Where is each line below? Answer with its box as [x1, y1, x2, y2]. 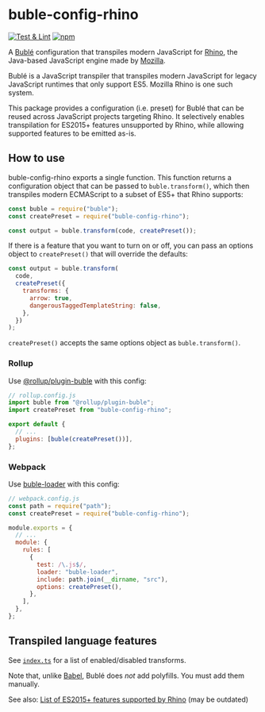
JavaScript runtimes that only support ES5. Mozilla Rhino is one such [8, 79, 233, 89]
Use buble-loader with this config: [8, 479, 121, 489]
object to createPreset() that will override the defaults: [8, 249, 188, 259]
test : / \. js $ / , [36, 560, 87, 568]
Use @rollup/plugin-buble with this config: [8, 375, 147, 386]
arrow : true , [29, 294, 73, 302]
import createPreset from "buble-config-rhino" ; [8, 406, 172, 414]
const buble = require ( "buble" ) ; [8, 205, 119, 213]
